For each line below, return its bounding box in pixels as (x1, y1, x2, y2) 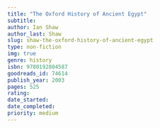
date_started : (7, 97, 50, 104)
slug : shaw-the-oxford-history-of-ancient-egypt (7, 37, 154, 44)
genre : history (7, 57, 52, 64)
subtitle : (7, 17, 37, 24)
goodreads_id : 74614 (7, 70, 69, 77)
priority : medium (7, 110, 59, 117)
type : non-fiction (7, 43, 62, 50)
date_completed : (7, 103, 55, 110)
